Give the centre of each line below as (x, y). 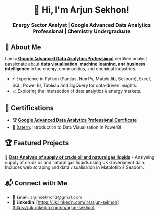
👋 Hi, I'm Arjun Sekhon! (82, 10)
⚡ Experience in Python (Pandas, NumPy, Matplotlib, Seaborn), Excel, (81, 78)
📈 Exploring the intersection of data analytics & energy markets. (77, 91)
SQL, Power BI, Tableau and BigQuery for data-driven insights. (75, 85)
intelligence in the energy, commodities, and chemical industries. (71, 69)
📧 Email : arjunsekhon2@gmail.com (47, 197)
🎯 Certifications (29, 108)
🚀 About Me (23, 47)
